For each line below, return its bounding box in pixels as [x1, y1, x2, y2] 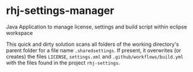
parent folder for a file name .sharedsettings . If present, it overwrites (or [6, 46, 181, 53]
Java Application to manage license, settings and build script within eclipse [6, 23, 187, 30]
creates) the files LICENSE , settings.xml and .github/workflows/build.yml [6, 53, 184, 60]
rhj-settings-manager [6, 4, 115, 17]
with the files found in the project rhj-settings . [6, 59, 120, 66]
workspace [6, 29, 33, 36]
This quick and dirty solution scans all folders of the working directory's [6, 41, 180, 48]
